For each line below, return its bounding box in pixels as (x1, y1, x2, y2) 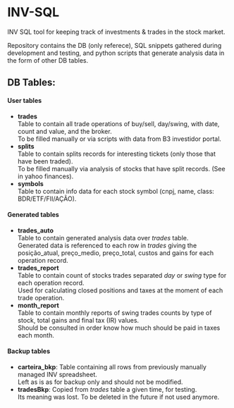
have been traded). (17, 156, 73, 166)
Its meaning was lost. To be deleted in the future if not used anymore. (17, 392, 220, 401)
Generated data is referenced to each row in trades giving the (17, 241, 197, 249)
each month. (17, 330, 54, 339)
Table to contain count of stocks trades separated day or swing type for (17, 271, 227, 279)
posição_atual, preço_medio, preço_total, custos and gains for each (17, 248, 214, 257)
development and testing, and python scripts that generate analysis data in (7, 49, 225, 57)
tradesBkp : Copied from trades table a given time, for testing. (17, 385, 197, 393)
